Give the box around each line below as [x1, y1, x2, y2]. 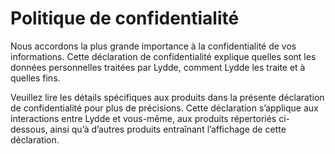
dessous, [10, 123, 48, 135]
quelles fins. [10, 72, 61, 84]
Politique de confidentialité [10, 7, 240, 30]
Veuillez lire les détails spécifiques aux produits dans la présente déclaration [10, 91, 325, 103]
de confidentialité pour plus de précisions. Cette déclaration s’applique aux [10, 102, 319, 114]
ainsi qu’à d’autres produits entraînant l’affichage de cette [49, 123, 287, 135]
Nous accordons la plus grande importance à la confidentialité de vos [10, 40, 297, 52]
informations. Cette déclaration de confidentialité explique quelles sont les [10, 50, 317, 62]
